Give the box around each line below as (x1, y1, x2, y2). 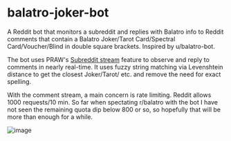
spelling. (7, 77, 32, 85)
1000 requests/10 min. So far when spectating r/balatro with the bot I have (7, 98, 218, 106)
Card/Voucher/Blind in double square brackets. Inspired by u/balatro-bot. (7, 42, 216, 50)
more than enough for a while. (7, 112, 93, 121)
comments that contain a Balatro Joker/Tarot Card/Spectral (7, 34, 176, 43)
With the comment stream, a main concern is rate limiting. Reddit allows (7, 91, 212, 99)
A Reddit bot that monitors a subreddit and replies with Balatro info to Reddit (7, 28, 224, 36)
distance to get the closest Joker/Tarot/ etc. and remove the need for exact (7, 70, 221, 78)
